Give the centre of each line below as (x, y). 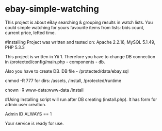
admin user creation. (26, 104)
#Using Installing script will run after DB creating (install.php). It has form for (81, 99)
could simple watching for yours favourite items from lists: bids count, (75, 27)
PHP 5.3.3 (15, 47)
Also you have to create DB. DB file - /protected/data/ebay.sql (67, 71)
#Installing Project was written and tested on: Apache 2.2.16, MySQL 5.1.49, (80, 42)
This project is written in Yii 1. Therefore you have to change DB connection (80, 56)
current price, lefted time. (31, 33)
